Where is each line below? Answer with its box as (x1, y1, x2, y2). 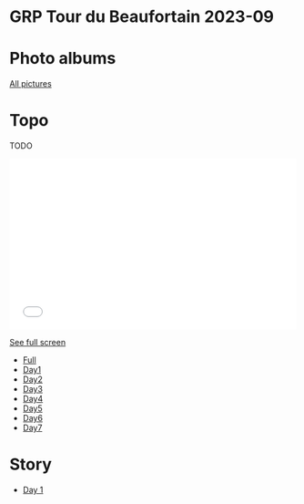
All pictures (9, 78, 52, 89)
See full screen (9, 337, 66, 348)
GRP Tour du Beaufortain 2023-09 (9, 6, 275, 27)
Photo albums (9, 48, 117, 69)
